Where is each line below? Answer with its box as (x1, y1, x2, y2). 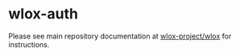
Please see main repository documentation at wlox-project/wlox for (8, 31, 232, 41)
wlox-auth (8, 5, 79, 23)
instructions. (8, 39, 50, 49)
